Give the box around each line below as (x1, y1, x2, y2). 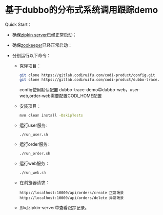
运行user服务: (19, 122, 47, 128)
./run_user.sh (19, 132, 48, 137)
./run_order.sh (19, 151, 50, 156)
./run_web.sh (19, 170, 46, 176)
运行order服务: (19, 141, 49, 147)
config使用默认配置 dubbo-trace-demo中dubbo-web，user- (19, 86, 141, 93)
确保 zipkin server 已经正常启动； (12, 32, 77, 38)
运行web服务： (19, 160, 50, 166)
